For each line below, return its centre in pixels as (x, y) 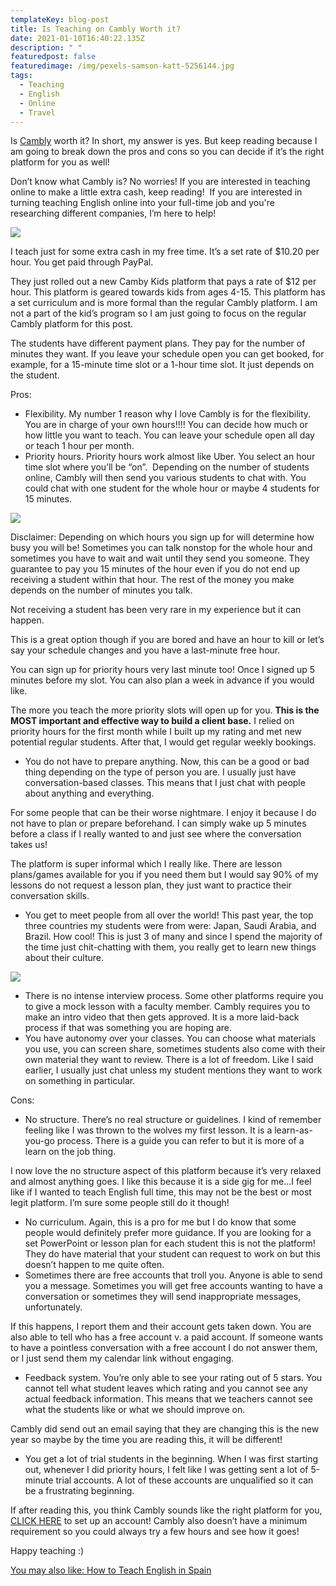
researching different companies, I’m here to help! (113, 213)
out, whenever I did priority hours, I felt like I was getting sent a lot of (166, 1470)
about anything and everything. (89, 793)
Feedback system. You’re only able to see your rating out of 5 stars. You (173, 1378)
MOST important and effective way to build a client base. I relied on (152, 721)
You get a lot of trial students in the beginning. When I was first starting (171, 1459)
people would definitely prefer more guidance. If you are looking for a (168, 1233)
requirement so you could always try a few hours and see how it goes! (155, 1532)
